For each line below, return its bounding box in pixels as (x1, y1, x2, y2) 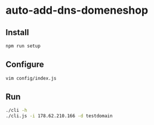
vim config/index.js (5, 75, 57, 81)
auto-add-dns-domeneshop (5, 4, 149, 17)
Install (5, 27, 29, 37)
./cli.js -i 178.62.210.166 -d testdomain (5, 113, 113, 119)
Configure (5, 60, 44, 70)
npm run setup (5, 43, 41, 49)
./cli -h (5, 108, 27, 114)
